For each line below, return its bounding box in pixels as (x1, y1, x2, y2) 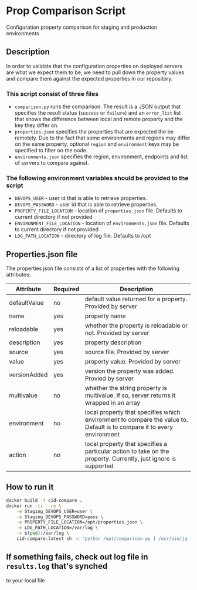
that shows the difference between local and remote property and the (14, 116, 183, 123)
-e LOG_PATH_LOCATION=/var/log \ (16, 525, 98, 531)
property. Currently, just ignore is (84, 455, 176, 463)
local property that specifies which (84, 408, 181, 416)
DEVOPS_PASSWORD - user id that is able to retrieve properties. (14, 201, 158, 208)
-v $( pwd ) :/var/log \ (16, 531, 69, 536)
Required (53, 285, 80, 294)
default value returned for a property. (84, 295, 188, 304)
